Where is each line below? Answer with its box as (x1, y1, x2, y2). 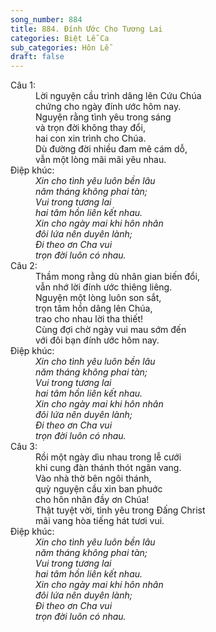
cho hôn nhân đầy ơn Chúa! (35, 494, 150, 506)
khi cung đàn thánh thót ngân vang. (35, 462, 182, 474)
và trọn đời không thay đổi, (35, 122, 146, 134)
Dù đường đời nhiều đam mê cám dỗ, (35, 143, 188, 155)
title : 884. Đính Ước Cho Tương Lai (10, 24, 163, 34)
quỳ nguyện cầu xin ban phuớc (35, 483, 163, 495)
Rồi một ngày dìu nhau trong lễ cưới (35, 451, 182, 463)
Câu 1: (10, 79, 37, 91)
